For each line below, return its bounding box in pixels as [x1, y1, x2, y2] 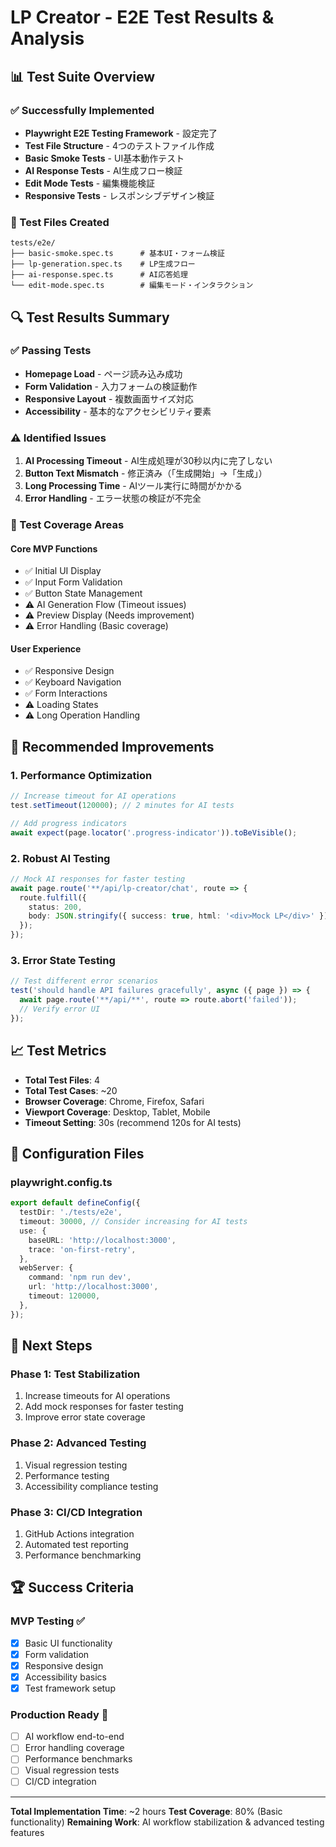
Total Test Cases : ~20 [24, 1084, 118, 1096]
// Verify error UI [19, 1004, 101, 1015]
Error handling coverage [24, 1742, 125, 1754]
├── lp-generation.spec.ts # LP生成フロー [10, 259, 196, 270]
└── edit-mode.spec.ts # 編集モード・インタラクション [10, 281, 254, 291]
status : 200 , [28, 902, 83, 912]
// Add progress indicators [10, 818, 128, 828]
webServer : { [19, 1263, 74, 1273]
